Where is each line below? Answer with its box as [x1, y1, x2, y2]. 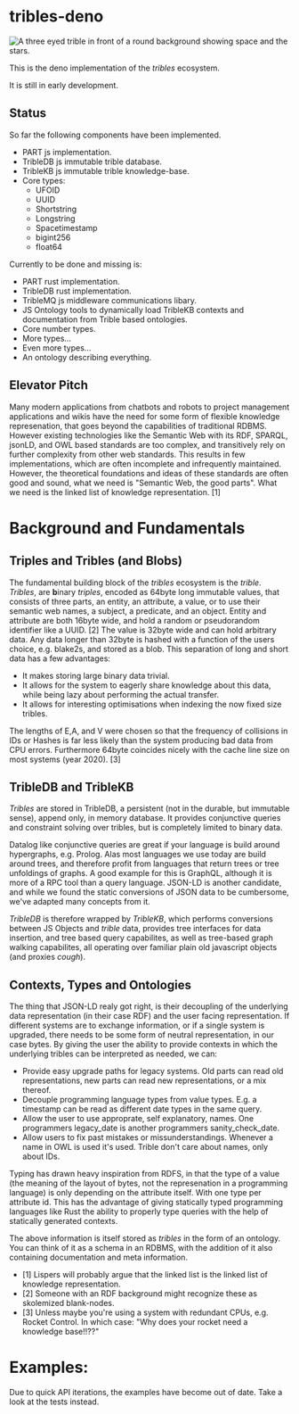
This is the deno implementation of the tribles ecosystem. [9, 62, 220, 73]
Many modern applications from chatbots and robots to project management [9, 401, 290, 412]
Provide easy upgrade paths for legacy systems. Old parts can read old [21, 1066, 284, 1077]
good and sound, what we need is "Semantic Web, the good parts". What [9, 477, 278, 488]
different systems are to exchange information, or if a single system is [9, 1020, 265, 1031]
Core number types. [21, 323, 96, 334]
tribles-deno [9, 6, 104, 27]
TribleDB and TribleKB [9, 779, 134, 795]
